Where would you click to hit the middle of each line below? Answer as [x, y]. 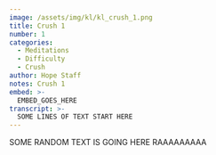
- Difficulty [41, 59]
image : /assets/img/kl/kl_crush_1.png [81, 17]
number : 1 [28, 34]
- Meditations [43, 51]
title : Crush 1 [37, 26]
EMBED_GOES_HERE [47, 100]
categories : [31, 42]
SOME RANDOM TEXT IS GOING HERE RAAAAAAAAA [108, 143]
